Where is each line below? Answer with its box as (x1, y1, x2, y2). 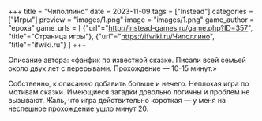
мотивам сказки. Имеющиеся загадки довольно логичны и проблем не (8, 87, 250, 97)
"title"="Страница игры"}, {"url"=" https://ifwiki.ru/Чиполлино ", (8, 31, 215, 41)
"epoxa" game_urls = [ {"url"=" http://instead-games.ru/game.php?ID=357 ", (8, 24, 253, 32)
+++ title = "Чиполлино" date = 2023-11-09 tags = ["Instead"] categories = (8, 7, 254, 16)
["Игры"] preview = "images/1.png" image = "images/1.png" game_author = (8, 15, 255, 24)
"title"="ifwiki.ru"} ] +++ (8, 40, 87, 49)
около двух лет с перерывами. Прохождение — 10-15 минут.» (8, 64, 217, 73)
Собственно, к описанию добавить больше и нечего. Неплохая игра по (8, 79, 249, 88)
